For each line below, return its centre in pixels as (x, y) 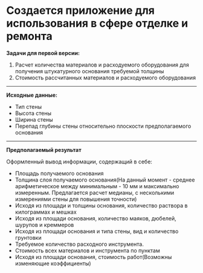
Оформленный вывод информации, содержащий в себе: (79, 162)
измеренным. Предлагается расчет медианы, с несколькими (95, 192)
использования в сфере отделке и (97, 23)
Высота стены (33, 113)
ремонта (29, 36)
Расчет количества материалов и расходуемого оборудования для (102, 65)
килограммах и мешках (46, 212)
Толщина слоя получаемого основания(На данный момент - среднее (105, 180)
